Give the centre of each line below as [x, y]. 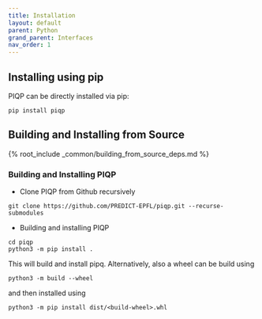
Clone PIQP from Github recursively [77, 192]
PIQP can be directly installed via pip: [69, 96]
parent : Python [33, 30]
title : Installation [42, 15]
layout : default [35, 23]
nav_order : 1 [30, 45]
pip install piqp [37, 110]
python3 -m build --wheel [51, 279]
